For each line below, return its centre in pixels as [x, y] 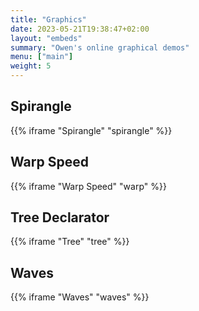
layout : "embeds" [46, 38]
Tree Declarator [60, 217]
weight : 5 [31, 66]
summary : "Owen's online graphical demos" [100, 47]
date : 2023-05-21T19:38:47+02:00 [80, 29]
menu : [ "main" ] [42, 57]
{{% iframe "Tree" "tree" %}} [70, 242]
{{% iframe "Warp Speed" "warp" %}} [88, 186]
